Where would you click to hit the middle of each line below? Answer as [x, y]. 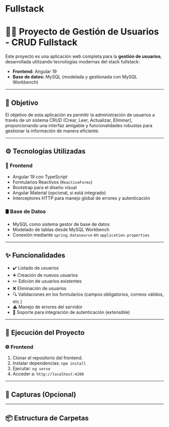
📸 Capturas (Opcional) [41, 395]
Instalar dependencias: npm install [49, 363]
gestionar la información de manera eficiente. [52, 131]
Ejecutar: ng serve [31, 369]
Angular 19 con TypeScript [40, 177]
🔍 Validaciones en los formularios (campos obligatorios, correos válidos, [88, 294]
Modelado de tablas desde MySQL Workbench [61, 229]
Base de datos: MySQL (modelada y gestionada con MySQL [75, 77]
